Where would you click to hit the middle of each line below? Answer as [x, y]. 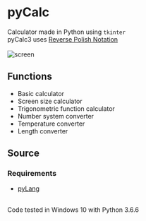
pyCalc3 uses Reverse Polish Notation [63, 39]
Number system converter [55, 116]
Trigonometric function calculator [66, 108]
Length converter [43, 131]
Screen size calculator [50, 101]
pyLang [29, 189]
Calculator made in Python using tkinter [66, 32]
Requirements [32, 174]
